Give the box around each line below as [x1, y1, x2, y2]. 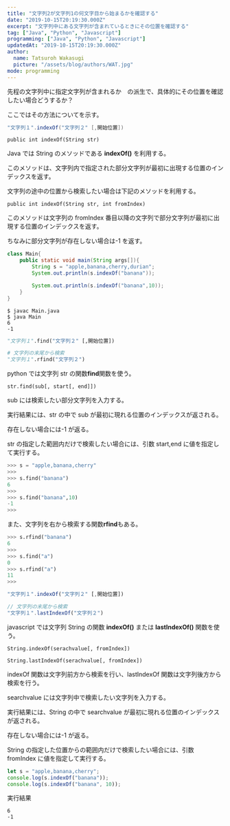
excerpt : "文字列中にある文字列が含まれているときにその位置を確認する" [7, 23, 189, 30]
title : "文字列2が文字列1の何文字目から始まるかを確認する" [7, 10, 159, 17]
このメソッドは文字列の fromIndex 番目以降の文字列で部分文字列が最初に [7, 214, 214, 222]
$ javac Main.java [7, 307, 60, 314]
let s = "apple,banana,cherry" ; [7, 768, 100, 775]
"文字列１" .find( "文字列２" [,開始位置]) [7, 337, 115, 344]
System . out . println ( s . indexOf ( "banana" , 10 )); [32, 282, 165, 289]
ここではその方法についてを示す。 [7, 111, 103, 119]
